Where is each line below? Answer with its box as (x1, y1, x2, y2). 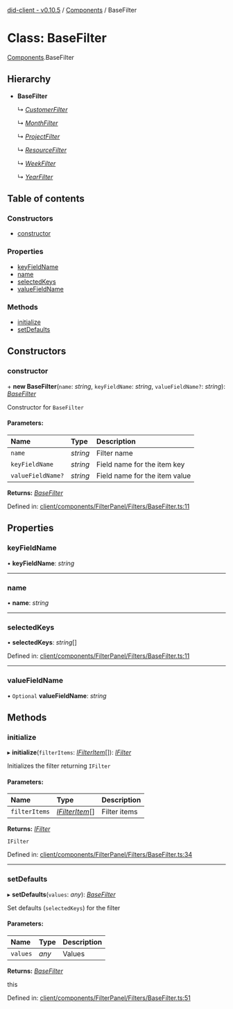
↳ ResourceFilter (17, 145, 67, 154)
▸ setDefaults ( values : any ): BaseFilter (7, 890, 116, 898)
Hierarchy (7, 73, 51, 86)
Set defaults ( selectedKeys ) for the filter (7, 903, 121, 912)
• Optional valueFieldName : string (7, 691, 107, 700)
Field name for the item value (96, 471, 191, 481)
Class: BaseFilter (7, 31, 107, 46)
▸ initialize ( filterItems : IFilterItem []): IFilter (7, 748, 132, 757)
